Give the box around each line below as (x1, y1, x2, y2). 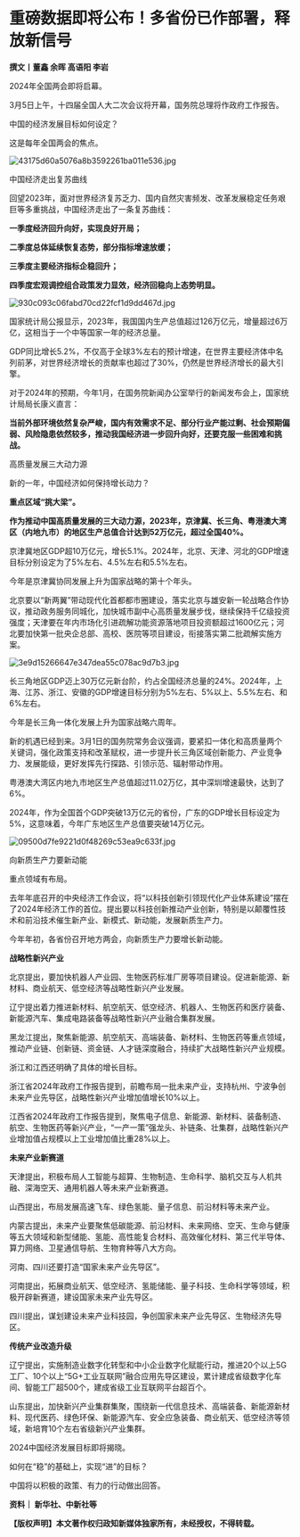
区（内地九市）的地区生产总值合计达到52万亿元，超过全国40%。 (9, 526, 248, 537)
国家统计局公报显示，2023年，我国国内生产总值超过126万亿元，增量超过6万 (9, 316, 288, 326)
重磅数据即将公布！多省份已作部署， (9, 8, 275, 29)
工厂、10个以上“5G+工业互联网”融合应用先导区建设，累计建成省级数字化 (9, 1370, 274, 1381)
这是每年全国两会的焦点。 (9, 137, 103, 148)
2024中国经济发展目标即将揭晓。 (9, 1442, 131, 1452)
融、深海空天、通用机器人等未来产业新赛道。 (9, 1182, 174, 1193)
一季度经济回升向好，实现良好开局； (9, 222, 142, 233)
